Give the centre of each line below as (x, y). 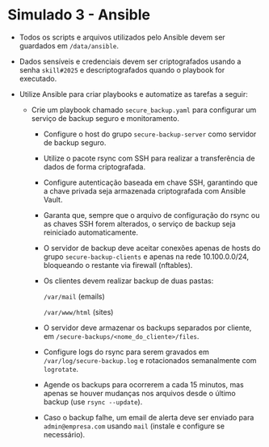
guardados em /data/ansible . (69, 45)
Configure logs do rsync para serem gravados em (126, 352)
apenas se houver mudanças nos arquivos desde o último (139, 393)
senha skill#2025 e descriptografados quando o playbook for (122, 69)
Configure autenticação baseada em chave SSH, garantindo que (150, 182)
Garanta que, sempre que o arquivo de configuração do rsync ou (151, 215)
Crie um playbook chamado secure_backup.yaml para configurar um (144, 110)
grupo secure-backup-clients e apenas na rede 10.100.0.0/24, (146, 257)
